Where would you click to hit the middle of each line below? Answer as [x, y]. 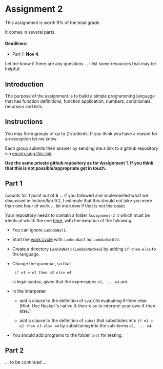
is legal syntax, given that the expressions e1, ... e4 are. [70, 281]
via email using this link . [29, 153]
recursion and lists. [24, 106]
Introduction [24, 84]
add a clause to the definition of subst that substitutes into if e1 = [86, 320]
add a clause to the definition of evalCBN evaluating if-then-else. [83, 300]
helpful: [13, 69]
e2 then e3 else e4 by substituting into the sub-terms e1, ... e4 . [86, 325]
